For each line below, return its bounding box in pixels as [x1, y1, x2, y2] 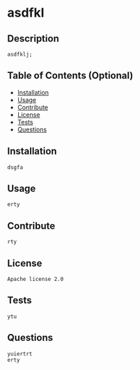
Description [7, 33, 59, 45]
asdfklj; [7, 51, 33, 58]
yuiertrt [7, 350, 33, 357]
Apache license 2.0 [7, 276, 64, 283]
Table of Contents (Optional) [7, 70, 134, 81]
